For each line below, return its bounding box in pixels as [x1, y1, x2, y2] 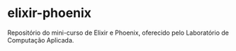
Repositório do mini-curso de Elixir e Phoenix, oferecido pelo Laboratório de [7, 28, 229, 37]
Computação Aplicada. [7, 35, 74, 44]
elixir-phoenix [7, 5, 92, 21]
